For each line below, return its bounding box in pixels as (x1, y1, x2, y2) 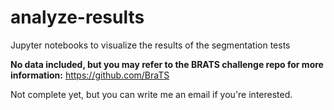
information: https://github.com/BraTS (10, 69, 170, 81)
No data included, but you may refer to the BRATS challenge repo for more (10, 58, 324, 70)
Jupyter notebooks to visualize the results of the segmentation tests (10, 39, 291, 51)
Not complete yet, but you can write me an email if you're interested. (10, 88, 293, 100)
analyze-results (10, 6, 145, 29)
